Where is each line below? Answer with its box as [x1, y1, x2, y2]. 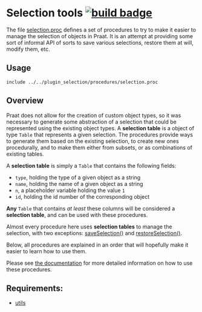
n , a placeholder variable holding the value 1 [15, 187, 125, 194]
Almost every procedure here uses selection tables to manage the [6, 223, 172, 230]
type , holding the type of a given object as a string [15, 173, 141, 181]
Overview [6, 96, 44, 106]
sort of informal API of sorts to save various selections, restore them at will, [6, 39, 194, 46]
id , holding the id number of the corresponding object [15, 193, 150, 200]
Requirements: [6, 283, 64, 293]
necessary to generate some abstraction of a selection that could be [6, 118, 177, 125]
